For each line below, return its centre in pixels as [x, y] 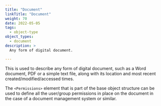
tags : [10, 28]
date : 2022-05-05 [23, 23]
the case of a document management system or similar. [61, 98]
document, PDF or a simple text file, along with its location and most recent [80, 73]
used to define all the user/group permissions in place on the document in [79, 93]
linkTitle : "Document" [28, 14]
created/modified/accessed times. [40, 79]
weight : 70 [16, 18]
